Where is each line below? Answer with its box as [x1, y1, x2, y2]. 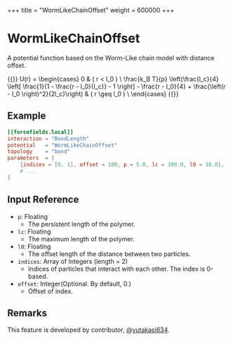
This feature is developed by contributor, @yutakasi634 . [7, 326, 170, 334]
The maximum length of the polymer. [27, 234, 135, 243]
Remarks [7, 307, 48, 319]
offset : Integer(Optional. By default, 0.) [17, 279, 132, 288]
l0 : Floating [17, 242, 51, 250]
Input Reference [7, 194, 79, 206]
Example [7, 110, 46, 122]
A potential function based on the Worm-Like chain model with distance [7, 53, 215, 62]
